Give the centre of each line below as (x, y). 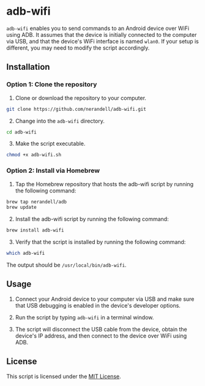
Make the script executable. (50, 144)
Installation (28, 67)
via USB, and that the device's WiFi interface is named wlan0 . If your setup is (102, 41)
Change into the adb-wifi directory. (60, 121)
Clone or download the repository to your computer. (81, 98)
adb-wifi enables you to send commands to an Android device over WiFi (98, 28)
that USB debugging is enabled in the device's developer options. (98, 305)
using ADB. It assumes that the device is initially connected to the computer (102, 34)
